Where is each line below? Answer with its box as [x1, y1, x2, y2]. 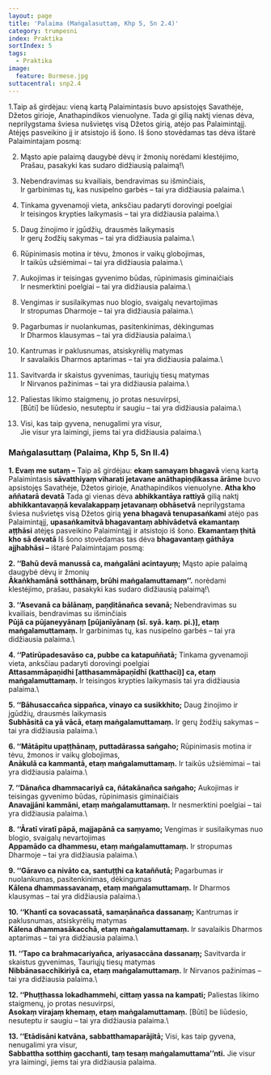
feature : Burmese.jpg [15, 72, 89, 80]
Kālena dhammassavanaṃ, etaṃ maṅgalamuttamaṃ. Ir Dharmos [8, 883, 231, 892]
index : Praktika [8, 34, 63, 43]
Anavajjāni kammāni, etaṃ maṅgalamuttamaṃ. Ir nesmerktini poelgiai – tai [8, 799, 261, 809]
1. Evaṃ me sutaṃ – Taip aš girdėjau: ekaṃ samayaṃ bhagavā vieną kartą [8, 466, 259, 475]
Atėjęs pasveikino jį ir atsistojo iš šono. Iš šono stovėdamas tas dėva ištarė [8, 127, 256, 137]
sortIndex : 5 [8, 42, 53, 50]
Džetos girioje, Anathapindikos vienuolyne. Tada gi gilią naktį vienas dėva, [8, 110, 255, 120]
